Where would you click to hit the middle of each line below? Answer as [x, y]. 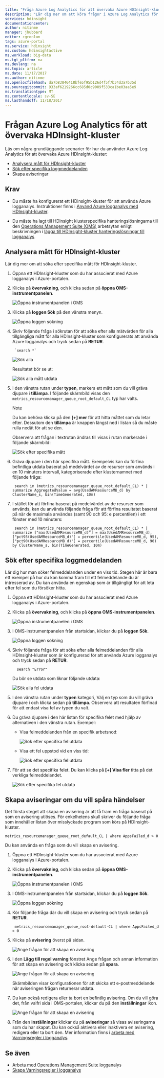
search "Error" [32, 669]
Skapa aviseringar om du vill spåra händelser [75, 800]
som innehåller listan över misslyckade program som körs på [66, 822]
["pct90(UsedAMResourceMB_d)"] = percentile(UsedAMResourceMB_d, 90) [84, 541]
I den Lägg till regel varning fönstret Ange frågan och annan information [85, 959]
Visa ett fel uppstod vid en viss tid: [54, 751]
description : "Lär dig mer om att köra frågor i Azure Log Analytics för [82, 14]
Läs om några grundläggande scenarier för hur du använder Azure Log [76, 149]
